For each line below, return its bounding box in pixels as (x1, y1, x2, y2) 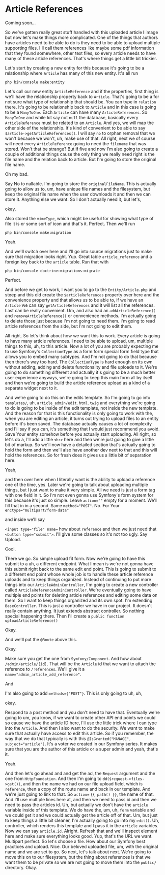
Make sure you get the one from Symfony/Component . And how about (5, 655, 142, 661)
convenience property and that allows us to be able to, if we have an (5, 297, 144, 303)
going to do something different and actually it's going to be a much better (5, 369, 156, 375)
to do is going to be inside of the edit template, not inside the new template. (5, 405, 158, 411)
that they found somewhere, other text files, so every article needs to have (5, 50, 156, 56)
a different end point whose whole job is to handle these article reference (5, 571, 153, 577)
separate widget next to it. (5, 385, 58, 391)
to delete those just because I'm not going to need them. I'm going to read (5, 318, 155, 324)
